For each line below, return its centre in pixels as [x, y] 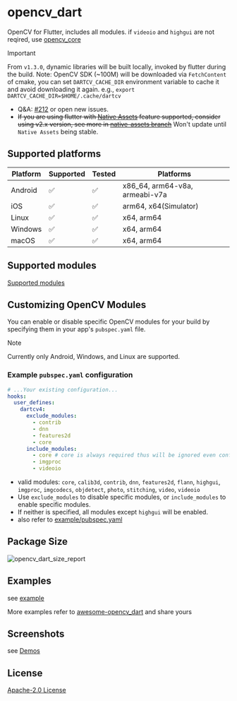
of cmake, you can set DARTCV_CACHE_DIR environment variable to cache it [114, 81]
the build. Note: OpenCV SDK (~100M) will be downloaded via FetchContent [117, 74]
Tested [104, 174]
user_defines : [34, 403]
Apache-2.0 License [37, 690]
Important [22, 53]
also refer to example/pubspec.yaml [70, 519]
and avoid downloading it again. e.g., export [71, 89]
